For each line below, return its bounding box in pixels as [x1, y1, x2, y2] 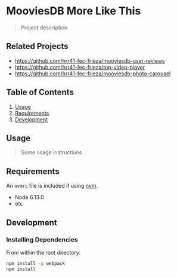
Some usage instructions [20, 149, 82, 156]
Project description [20, 24, 68, 31]
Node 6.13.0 [14, 194, 44, 201]
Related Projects [6, 41, 69, 51]
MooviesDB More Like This [6, 4, 141, 18]
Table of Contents [6, 87, 74, 97]
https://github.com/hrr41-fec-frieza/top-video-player [14, 63, 145, 71]
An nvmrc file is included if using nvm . [6, 182, 98, 190]
